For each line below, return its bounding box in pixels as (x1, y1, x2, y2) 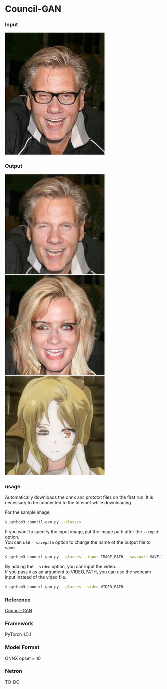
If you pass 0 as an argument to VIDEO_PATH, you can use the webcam (5, 569, 151, 575)
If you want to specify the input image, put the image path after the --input (5, 528, 159, 534)
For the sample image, (5, 509, 51, 515)
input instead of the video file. (5, 574, 67, 580)
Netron (5, 668, 22, 675)
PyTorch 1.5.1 (5, 631, 31, 637)
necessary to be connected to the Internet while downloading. (5, 499, 133, 505)
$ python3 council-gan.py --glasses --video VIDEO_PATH (5, 584, 123, 589)
